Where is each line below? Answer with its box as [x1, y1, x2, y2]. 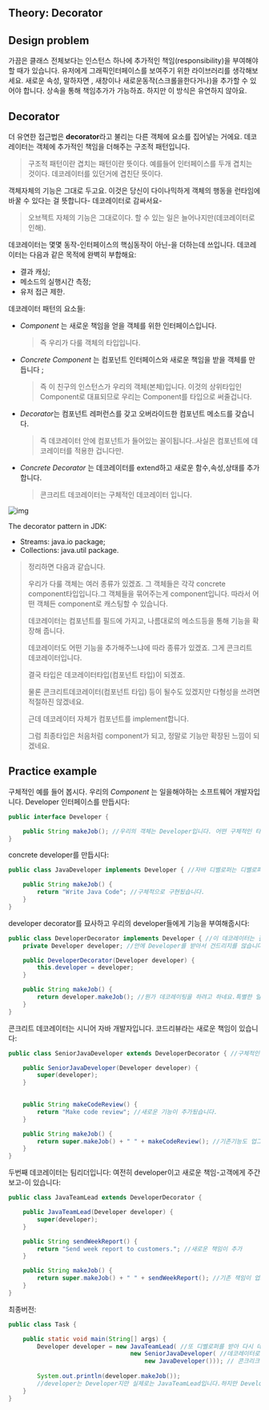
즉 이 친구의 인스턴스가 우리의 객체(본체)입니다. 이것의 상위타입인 [39, 382, 243, 391]
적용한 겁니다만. [74, 446, 124, 455]
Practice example [8, 764, 98, 779]
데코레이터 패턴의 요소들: [8, 304, 86, 314]
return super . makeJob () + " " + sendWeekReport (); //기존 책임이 [37, 1274, 251, 1283]
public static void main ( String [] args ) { [22, 1335, 167, 1343]
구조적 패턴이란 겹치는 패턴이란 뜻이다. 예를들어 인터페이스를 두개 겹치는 [27, 159, 253, 169]
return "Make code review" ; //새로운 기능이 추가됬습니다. [37, 1108, 218, 1116]
